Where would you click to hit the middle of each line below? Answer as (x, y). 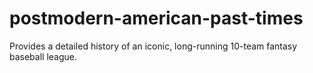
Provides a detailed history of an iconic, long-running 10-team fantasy (153, 46)
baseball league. (43, 56)
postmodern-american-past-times (156, 18)
